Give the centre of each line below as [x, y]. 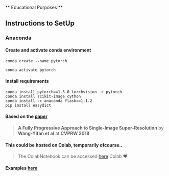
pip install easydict [28, 105]
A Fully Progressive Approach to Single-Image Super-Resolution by [91, 128]
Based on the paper [26, 116]
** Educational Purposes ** [34, 7]
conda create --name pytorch [36, 61]
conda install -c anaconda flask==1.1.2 [49, 101]
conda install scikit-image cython [43, 96]
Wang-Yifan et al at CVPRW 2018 [54, 133]
